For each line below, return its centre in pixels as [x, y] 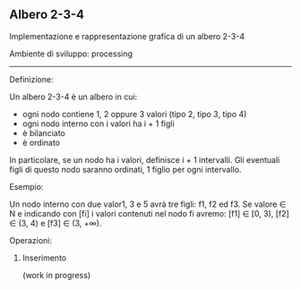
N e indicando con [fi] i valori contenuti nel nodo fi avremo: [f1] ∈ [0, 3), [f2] [149, 213]
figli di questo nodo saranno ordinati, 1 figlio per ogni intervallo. [125, 169]
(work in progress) [56, 275]
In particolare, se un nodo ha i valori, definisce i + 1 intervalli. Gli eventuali [145, 159]
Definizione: [31, 79]
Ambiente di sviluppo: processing [71, 54]
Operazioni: [30, 240]
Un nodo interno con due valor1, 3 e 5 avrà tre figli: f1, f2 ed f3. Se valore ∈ [148, 204]
